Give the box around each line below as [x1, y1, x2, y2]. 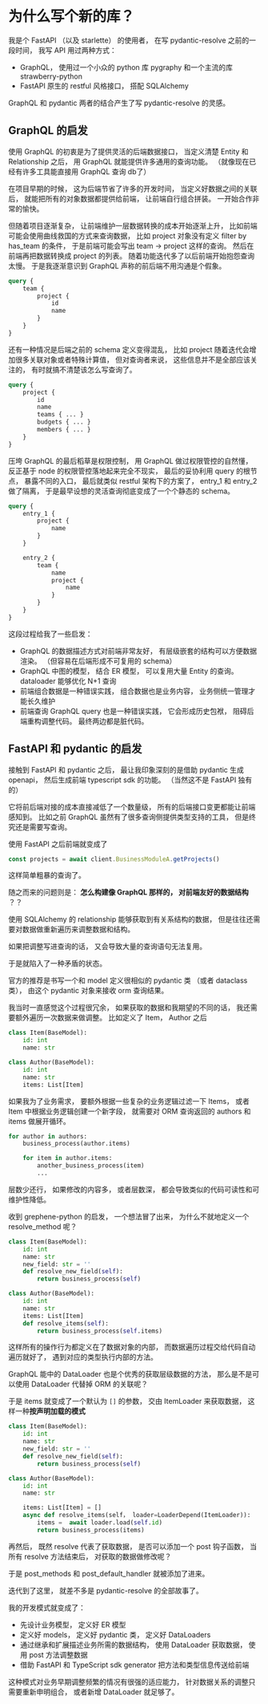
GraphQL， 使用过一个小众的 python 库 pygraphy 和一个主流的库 [19, 62, 234, 72]
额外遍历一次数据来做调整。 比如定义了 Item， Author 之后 [14, 1012, 208, 1023]
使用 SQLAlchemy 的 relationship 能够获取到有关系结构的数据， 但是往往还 [8, 915, 254, 924]
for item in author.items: [22, 1154, 113, 1162]
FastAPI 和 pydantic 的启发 [8, 742, 142, 756]
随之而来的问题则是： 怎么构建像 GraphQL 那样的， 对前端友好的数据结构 [8, 887, 250, 897]
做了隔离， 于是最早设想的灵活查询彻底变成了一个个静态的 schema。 [8, 486, 234, 496]
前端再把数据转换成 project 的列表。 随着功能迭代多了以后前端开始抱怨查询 [8, 250, 254, 261]
